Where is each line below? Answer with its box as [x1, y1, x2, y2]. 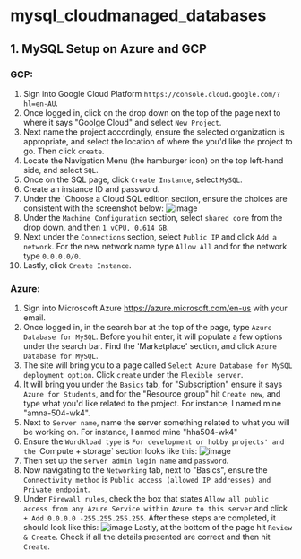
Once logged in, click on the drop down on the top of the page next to [22, 107, 281, 118]
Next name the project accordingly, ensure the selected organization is [22, 127, 285, 137]
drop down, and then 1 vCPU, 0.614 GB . [22, 222, 169, 232]
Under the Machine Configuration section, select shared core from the [22, 212, 283, 223]
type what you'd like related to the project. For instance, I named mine [22, 398, 281, 409]
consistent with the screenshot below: [22, 203, 164, 214]
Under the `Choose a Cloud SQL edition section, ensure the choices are [22, 193, 288, 204]
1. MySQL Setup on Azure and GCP [10, 41, 207, 57]
